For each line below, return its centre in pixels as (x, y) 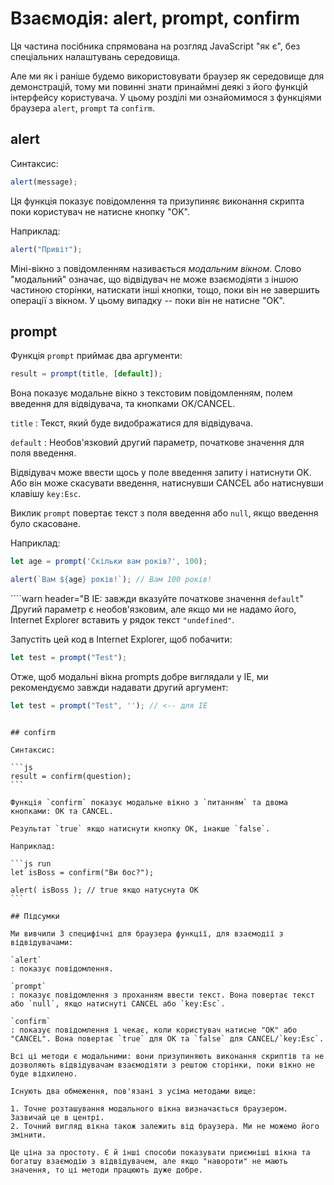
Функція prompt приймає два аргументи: (96, 356)
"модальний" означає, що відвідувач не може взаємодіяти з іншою (154, 279)
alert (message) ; (44, 182)
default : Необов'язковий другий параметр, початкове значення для (157, 443)
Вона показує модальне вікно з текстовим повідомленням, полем (151, 393)
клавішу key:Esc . (46, 494)
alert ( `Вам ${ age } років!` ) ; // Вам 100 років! (111, 580)
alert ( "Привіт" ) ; (46, 249)
